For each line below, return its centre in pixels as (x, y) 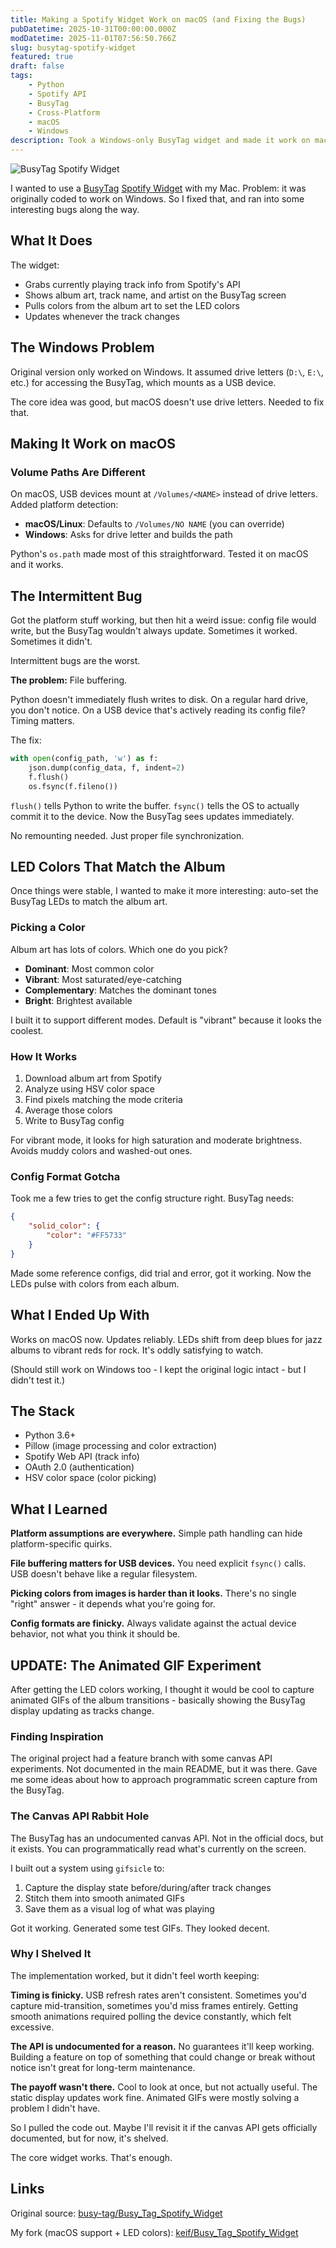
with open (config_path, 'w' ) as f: (84, 759)
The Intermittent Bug (76, 596)
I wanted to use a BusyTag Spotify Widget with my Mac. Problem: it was (158, 188)
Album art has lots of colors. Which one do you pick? (119, 949)
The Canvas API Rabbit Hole (80, 1816)
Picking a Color (48, 928)
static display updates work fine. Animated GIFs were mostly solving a (155, 2097)
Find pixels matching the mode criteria (103, 1100)
